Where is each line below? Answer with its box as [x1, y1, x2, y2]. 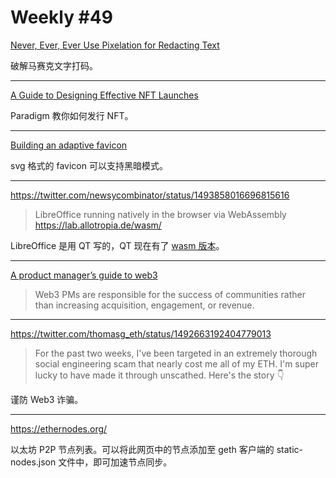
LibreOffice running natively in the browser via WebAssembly [34, 208, 287, 220]
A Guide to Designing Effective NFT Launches [10, 89, 199, 101]
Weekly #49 [10, 6, 113, 29]
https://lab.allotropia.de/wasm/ [34, 219, 162, 231]
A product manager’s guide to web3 [10, 269, 158, 281]
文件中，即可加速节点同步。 [58, 456, 173, 468]
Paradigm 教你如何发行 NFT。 [10, 109, 134, 121]
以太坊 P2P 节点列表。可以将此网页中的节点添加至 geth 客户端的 [10, 443, 275, 455]
